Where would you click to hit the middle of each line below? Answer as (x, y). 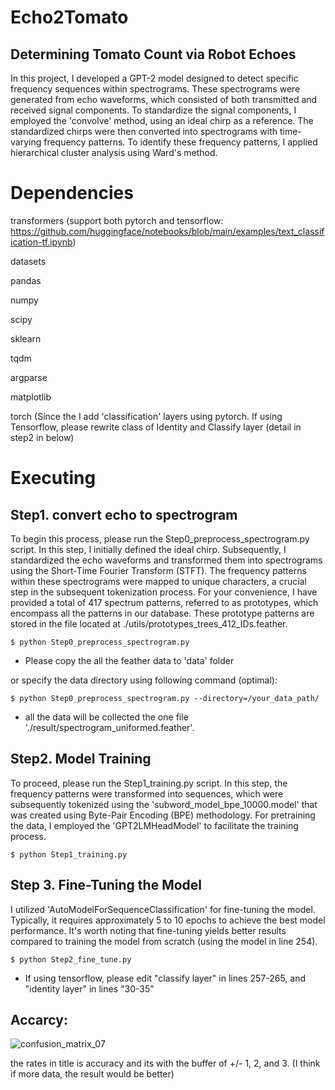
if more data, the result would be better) (92, 1074)
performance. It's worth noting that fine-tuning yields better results (148, 930)
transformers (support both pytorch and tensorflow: (117, 220)
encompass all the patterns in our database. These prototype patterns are (162, 613)
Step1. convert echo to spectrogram (124, 514)
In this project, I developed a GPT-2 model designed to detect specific (154, 78)
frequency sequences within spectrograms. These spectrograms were (155, 89)
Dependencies (72, 193)
